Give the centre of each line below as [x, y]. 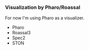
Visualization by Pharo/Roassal [43, 7]
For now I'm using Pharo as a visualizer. [45, 18]
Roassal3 [21, 33]
